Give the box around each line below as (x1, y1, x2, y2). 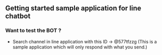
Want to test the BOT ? (5, 27, 62, 34)
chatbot (5, 12, 31, 21)
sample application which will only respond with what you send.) (12, 44, 148, 50)
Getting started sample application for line (5, 4, 142, 13)
